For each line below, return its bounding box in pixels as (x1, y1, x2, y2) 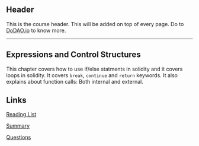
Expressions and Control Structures (6, 50, 141, 60)
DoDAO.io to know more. (6, 27, 66, 34)
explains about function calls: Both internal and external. (6, 78, 143, 85)
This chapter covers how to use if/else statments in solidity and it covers (6, 65, 183, 72)
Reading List (6, 111, 37, 118)
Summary (6, 122, 30, 129)
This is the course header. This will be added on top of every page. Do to (6, 20, 184, 27)
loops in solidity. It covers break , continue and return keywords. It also (6, 71, 178, 79)
